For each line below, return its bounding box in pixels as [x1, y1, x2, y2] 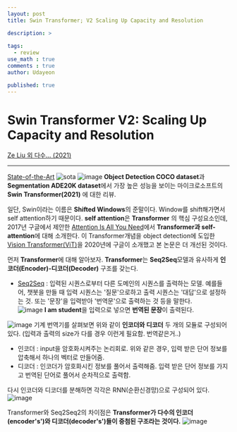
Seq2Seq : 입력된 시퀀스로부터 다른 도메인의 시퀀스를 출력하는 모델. [17, 279, 205, 288]
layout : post [7, 10, 46, 18]
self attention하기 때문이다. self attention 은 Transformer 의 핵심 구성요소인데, [7, 214, 228, 223]
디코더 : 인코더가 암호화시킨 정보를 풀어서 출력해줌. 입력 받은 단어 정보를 [17, 362, 215, 371]
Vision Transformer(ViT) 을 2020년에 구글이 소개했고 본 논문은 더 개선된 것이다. [7, 240, 228, 249]
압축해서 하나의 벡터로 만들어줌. [17, 353, 104, 362]
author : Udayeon [7, 68, 55, 76]
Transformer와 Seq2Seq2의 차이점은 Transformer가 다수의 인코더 [7, 408, 194, 416]
